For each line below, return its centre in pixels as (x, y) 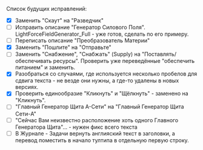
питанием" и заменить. (45, 67)
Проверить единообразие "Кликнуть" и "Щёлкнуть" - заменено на (102, 94)
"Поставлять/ (159, 54)
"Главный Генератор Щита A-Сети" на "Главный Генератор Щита (99, 107)
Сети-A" (25, 114)
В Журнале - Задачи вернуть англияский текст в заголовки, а (95, 133)
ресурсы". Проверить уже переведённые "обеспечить (124, 61)
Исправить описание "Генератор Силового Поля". (80, 27)
